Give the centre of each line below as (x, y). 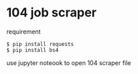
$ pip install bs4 (32, 50)
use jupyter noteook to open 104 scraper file (69, 62)
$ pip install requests (40, 44)
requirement (24, 32)
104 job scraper (52, 13)
